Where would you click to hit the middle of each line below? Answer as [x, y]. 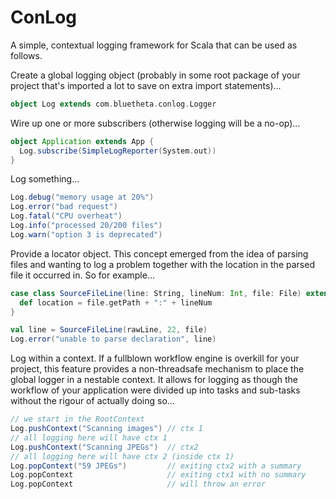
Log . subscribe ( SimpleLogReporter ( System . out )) [118, 151]
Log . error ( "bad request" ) [64, 207]
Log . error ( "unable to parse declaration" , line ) [113, 339]
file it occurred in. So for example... [82, 275]
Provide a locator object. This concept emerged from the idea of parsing [159, 253]
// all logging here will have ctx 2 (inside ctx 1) [122, 456]
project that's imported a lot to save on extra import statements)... [146, 85]
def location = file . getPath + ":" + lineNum [116, 302]
